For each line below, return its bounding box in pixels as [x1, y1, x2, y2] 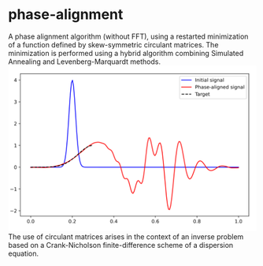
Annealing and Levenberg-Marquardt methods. [8, 57, 161, 66]
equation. [8, 249, 39, 258]
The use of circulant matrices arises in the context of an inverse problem [8, 231, 244, 242]
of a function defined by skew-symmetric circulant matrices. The [8, 39, 219, 49]
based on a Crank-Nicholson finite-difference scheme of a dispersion [8, 240, 234, 249]
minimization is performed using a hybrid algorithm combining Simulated [8, 48, 244, 58]
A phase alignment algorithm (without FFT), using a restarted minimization [8, 32, 249, 41]
